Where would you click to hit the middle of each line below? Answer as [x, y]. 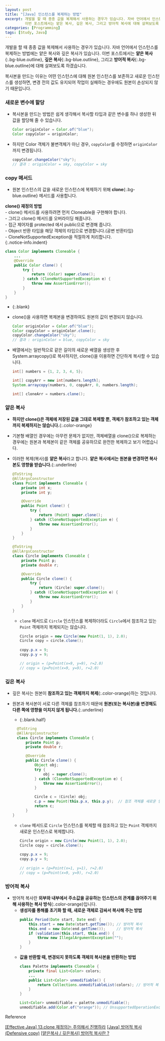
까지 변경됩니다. [27, 150]
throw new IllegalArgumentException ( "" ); [80, 938]
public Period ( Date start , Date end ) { [60, 919]
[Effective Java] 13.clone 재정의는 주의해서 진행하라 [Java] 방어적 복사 [74, 1027]
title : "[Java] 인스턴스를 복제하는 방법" [43, 14]
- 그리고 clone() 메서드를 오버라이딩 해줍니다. [49, 218]
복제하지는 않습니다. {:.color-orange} [57, 425]
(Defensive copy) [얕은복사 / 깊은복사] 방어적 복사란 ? [57, 1033]
